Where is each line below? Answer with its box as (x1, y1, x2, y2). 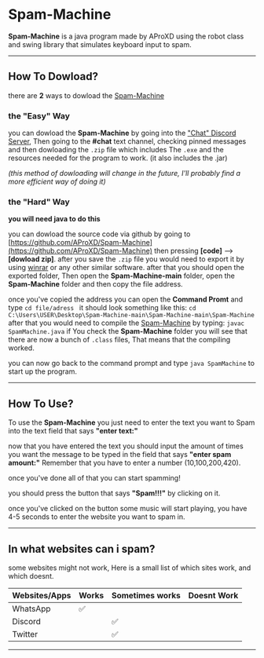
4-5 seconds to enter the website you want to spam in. (8, 512, 186, 521)
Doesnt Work (188, 590, 239, 601)
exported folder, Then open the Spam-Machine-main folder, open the (8, 271, 236, 280)
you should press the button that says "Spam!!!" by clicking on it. (8, 488, 221, 498)
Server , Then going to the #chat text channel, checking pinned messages (8, 137, 247, 146)
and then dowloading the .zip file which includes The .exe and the (8, 145, 224, 155)
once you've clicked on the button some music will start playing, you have (8, 504, 247, 514)
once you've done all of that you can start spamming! (8, 473, 181, 483)
